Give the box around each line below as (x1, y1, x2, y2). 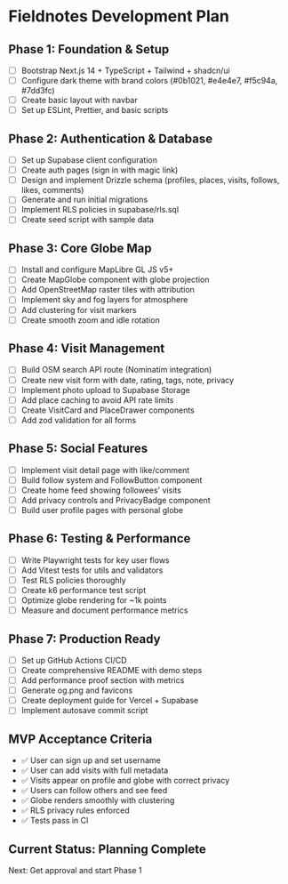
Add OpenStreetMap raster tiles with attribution (20, 285, 195, 295)
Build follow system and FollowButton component (20, 474, 203, 486)
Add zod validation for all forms (20, 414, 137, 425)
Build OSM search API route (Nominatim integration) (20, 365, 212, 375)
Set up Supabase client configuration (20, 155, 157, 165)
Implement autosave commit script (20, 705, 148, 716)
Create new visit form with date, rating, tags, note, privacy (20, 374, 235, 385)
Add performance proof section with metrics (20, 675, 185, 686)
